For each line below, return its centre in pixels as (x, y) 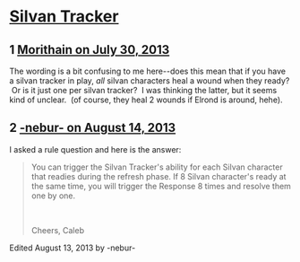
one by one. (53, 196)
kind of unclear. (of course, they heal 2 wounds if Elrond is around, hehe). (146, 100)
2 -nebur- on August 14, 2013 (93, 128)
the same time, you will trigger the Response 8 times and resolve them (161, 186)
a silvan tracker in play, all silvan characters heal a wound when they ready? (150, 81)
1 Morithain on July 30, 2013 (90, 50)
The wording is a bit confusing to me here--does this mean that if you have (148, 71)
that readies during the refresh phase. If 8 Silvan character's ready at (159, 176)
